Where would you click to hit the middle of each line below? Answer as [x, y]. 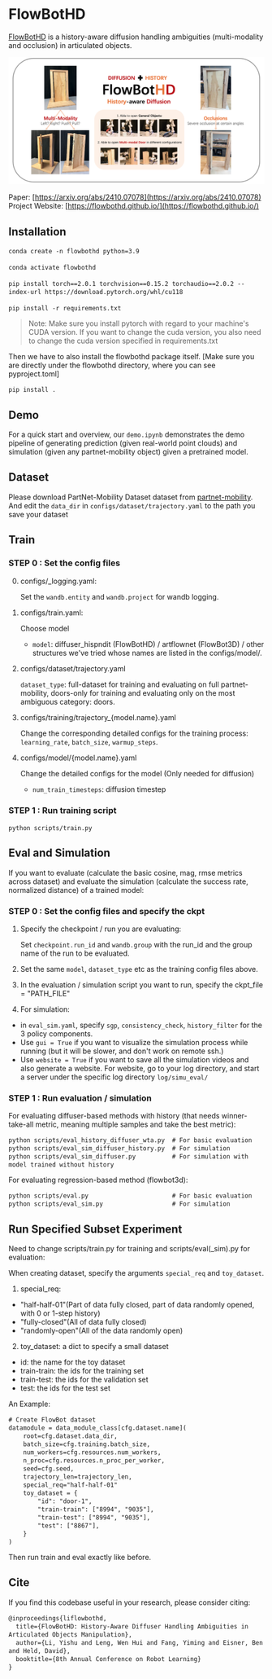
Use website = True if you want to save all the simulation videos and [134, 1059]
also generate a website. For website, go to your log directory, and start [140, 1068]
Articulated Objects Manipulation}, [70, 1634]
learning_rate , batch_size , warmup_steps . [89, 741]
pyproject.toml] [34, 374]
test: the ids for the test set [65, 1388]
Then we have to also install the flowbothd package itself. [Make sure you [132, 357]
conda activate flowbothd [52, 268]
